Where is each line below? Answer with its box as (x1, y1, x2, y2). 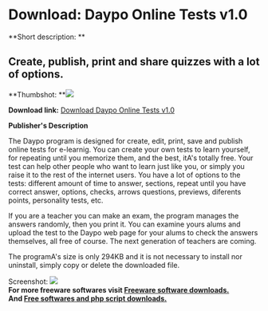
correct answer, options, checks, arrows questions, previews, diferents (8, 187, 242, 196)
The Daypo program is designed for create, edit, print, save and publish (8, 136, 243, 145)
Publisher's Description (8, 120, 89, 130)
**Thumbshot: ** (8, 89, 66, 99)
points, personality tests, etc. (8, 195, 104, 205)
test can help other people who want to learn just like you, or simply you (8, 161, 245, 171)
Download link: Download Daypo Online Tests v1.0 (8, 105, 175, 115)
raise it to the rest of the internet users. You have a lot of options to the (8, 170, 241, 179)
